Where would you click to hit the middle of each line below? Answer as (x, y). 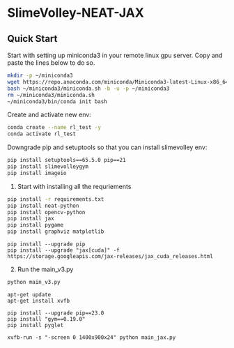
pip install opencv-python (46, 212)
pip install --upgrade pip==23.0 (56, 313)
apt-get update (29, 294)
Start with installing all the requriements (74, 186)
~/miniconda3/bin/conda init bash (57, 101)
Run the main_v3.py (45, 269)
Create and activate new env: (49, 115)
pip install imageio (37, 173)
